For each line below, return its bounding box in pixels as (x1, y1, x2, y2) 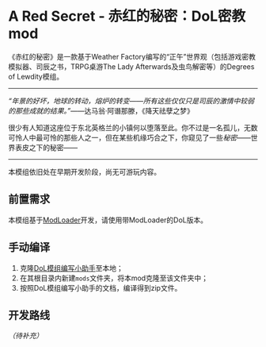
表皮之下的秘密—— (14, 142, 78, 152)
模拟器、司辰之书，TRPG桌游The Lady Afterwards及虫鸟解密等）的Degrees (8, 61, 255, 71)
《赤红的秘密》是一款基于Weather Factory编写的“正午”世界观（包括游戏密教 (8, 52, 256, 61)
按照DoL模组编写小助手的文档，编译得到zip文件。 (19, 283, 182, 292)
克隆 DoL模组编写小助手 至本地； (19, 263, 124, 272)
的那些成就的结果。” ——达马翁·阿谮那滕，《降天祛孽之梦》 (8, 106, 194, 115)
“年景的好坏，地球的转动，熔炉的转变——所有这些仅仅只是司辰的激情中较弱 (8, 96, 255, 106)
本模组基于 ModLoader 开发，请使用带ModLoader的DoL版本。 (8, 215, 208, 225)
